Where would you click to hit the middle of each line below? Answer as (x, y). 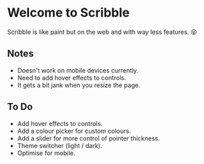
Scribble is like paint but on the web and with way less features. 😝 (102, 32)
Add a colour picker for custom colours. (74, 131)
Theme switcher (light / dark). (60, 145)
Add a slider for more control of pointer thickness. (88, 138)
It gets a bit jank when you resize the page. (79, 85)
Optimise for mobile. (46, 153)
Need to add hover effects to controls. (72, 78)
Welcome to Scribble (68, 13)
